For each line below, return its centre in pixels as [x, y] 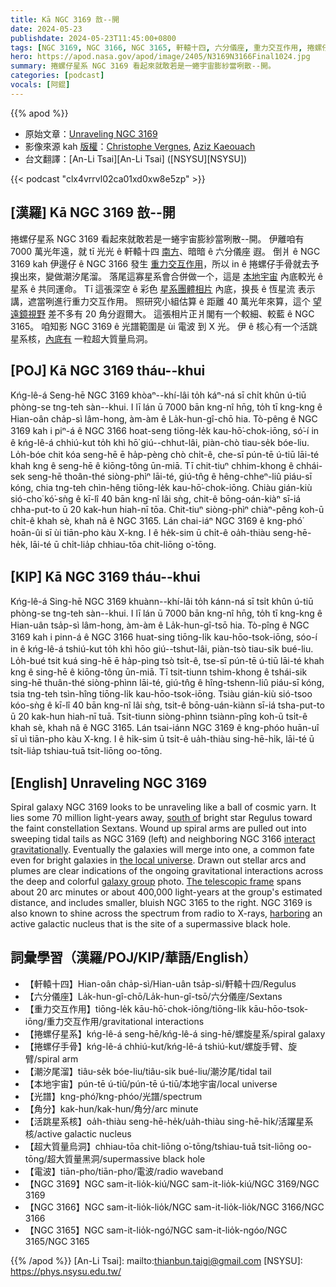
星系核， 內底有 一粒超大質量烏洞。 [81, 338]
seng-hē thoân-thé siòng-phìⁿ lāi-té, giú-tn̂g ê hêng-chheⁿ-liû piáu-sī [170, 477]
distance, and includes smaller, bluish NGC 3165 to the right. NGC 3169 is [161, 902]
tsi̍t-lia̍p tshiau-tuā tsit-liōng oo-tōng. [86, 751]
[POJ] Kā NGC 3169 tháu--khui [108, 370]
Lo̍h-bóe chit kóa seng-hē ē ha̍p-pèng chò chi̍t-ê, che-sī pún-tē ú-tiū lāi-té [165, 455]
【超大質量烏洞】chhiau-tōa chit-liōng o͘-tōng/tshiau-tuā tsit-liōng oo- [168, 1146]
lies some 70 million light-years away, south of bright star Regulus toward [161, 817]
